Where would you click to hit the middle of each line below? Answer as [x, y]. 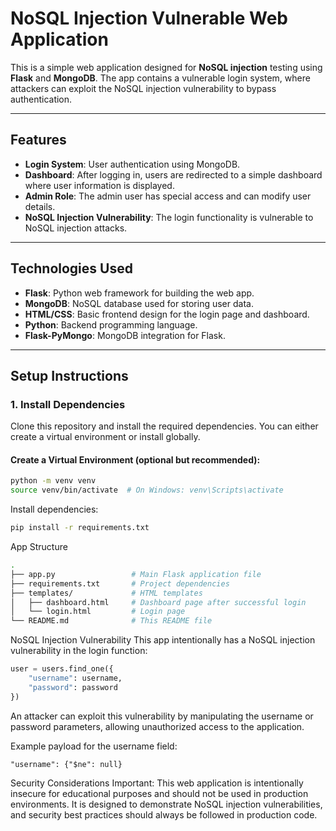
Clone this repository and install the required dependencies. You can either [164, 426]
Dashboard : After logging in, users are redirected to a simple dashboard [173, 174]
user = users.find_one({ [62, 669]
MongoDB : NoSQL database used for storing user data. [139, 303]
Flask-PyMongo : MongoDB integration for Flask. [125, 335]
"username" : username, [75, 678]
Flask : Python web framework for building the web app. [139, 293]
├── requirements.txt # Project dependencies [120, 583]
